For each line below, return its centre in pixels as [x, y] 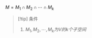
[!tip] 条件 [28, 18]
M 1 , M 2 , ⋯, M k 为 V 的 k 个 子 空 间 [56, 30]
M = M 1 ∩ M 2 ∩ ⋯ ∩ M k [30, 8]
